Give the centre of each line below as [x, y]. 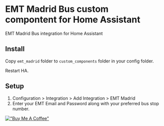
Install [15, 49]
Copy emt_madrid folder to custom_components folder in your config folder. [80, 61]
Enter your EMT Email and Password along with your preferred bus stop [85, 103]
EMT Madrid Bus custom [57, 9]
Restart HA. [17, 70]
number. [21, 109]
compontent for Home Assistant [73, 20]
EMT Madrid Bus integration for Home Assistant [54, 33]
